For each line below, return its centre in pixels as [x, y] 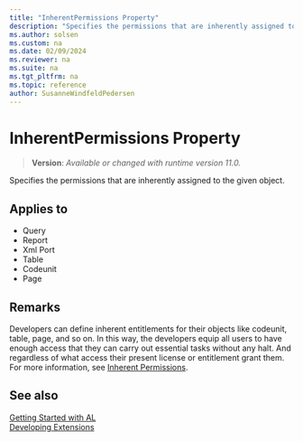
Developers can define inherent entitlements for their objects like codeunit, [148, 329]
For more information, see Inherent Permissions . [99, 368]
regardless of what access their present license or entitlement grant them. [147, 358]
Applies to [39, 209]
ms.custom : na [36, 43]
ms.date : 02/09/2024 [48, 52]
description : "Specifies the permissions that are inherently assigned [147, 26]
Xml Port [39, 250]
